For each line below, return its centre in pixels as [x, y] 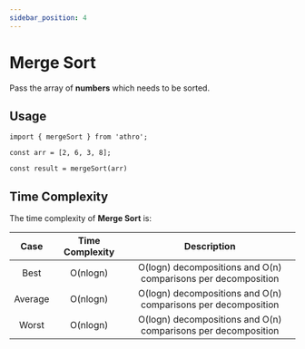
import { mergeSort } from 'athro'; [79, 137]
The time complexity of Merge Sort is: [81, 218]
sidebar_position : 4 [49, 18]
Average [32, 299]
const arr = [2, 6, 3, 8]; [60, 153]
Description [210, 247]
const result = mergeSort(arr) [69, 169]
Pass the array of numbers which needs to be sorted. [110, 88]
